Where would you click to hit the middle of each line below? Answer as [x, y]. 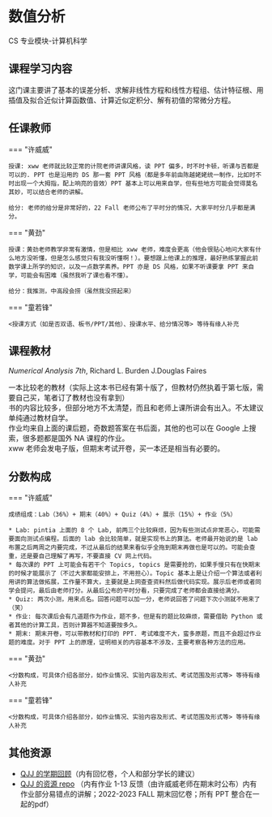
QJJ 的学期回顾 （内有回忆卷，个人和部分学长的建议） [110, 774]
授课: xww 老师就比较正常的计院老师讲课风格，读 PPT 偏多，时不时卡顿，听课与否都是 [134, 166]
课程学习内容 [40, 69]
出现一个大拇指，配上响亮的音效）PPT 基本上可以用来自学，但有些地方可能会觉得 [130, 184]
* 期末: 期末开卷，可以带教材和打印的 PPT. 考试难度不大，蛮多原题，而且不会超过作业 [135, 634]
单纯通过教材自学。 [40, 418]
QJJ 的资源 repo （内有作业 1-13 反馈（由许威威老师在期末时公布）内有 [138, 784]
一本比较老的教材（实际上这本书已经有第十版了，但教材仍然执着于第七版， [132, 387]
